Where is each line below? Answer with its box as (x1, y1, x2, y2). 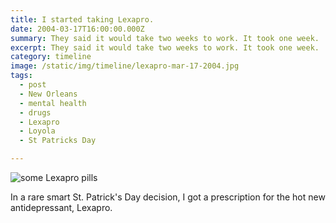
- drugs (19, 107, 52, 118)
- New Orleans (19, 89, 78, 99)
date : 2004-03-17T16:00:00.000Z (10, 24, 145, 34)
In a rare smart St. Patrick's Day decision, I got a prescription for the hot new (10, 191, 326, 203)
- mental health (19, 98, 87, 108)
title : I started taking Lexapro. (10, 14, 155, 25)
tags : (10, 71, 33, 81)
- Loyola (19, 126, 56, 136)
